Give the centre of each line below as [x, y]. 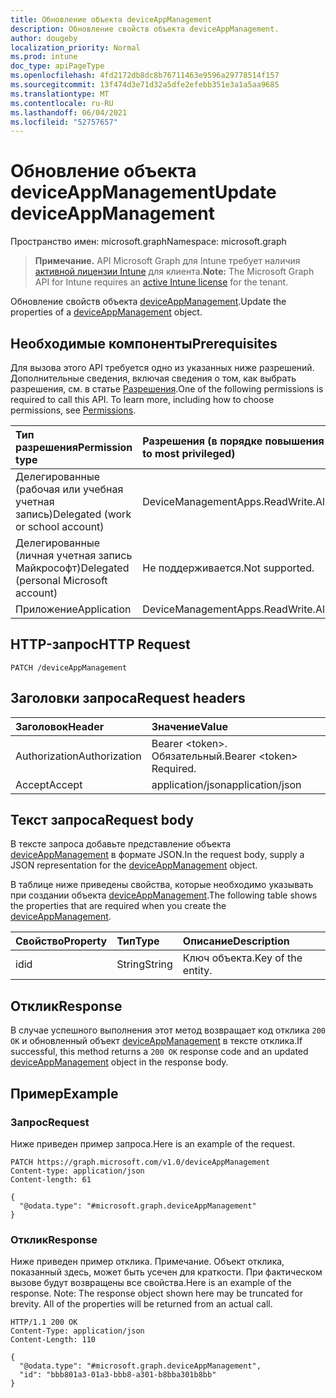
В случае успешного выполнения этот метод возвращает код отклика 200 [168, 1030]
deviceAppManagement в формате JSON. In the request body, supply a [157, 855]
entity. [197, 971]
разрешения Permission [74, 447]
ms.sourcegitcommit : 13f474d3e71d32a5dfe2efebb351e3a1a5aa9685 [145, 85]
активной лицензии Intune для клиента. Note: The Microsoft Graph [174, 272]
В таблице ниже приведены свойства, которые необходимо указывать [162, 885]
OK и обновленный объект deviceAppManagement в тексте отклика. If [156, 1041]
